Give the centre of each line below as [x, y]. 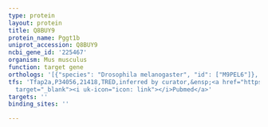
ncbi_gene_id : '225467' [48, 52]
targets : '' [28, 97]
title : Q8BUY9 [32, 30]
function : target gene [46, 67]
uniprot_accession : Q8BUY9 [53, 45]
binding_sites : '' [39, 104]
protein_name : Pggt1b [44, 38]
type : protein [32, 15]
